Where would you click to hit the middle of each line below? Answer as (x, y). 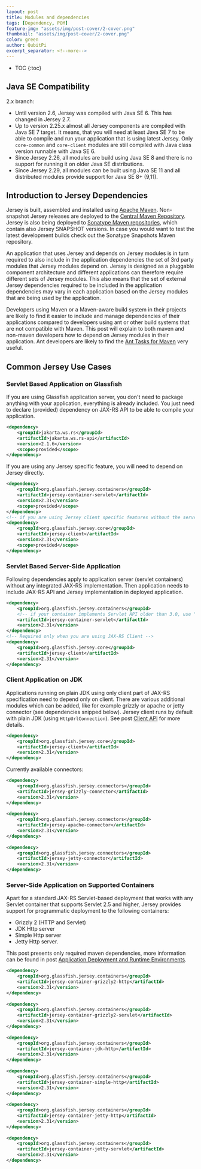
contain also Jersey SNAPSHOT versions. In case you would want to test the (100, 229)
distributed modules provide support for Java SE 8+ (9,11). (86, 176)
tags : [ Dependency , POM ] (37, 23)
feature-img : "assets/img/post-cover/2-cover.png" (71, 29)
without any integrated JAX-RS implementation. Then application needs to (98, 585)
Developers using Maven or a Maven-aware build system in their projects (96, 310)
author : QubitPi (26, 46)
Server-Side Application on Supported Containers (80, 885)
